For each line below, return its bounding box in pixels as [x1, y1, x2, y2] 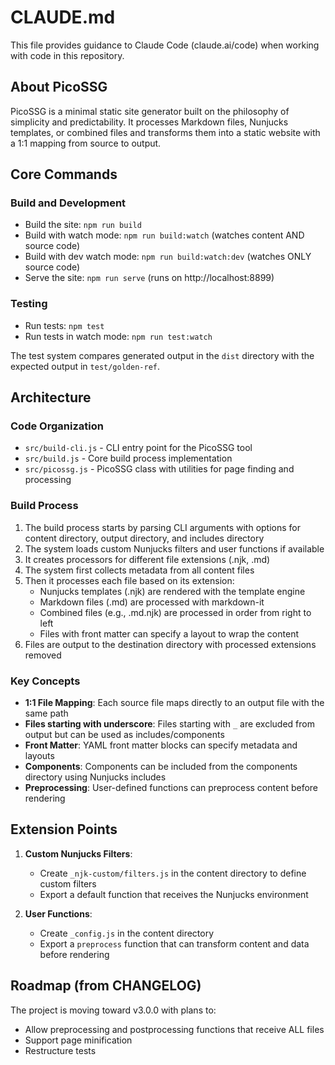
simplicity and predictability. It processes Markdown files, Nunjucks [10, 116, 289, 128]
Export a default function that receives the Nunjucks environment [39, 888, 309, 900]
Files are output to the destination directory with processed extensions [24, 638, 317, 650]
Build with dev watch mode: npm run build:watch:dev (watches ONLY [24, 251, 312, 263]
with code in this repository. [10, 49, 125, 61]
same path [24, 707, 69, 720]
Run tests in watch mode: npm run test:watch [24, 330, 213, 342]
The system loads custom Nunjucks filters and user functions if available [24, 542, 325, 555]
